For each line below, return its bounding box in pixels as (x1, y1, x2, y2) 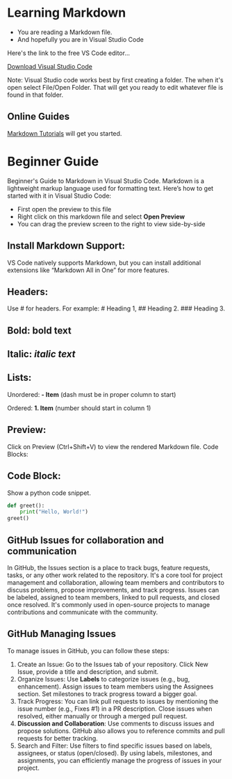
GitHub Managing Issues (7, 628, 117, 640)
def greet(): (7, 502, 45, 509)
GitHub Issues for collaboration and (7, 534, 165, 546)
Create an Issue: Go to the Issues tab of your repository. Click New (17, 660, 208, 668)
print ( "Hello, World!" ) (19, 508, 89, 516)
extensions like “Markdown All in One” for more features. (7, 266, 170, 274)
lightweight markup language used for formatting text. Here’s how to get (7, 184, 214, 192)
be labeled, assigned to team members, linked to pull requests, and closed (7, 593, 220, 601)
